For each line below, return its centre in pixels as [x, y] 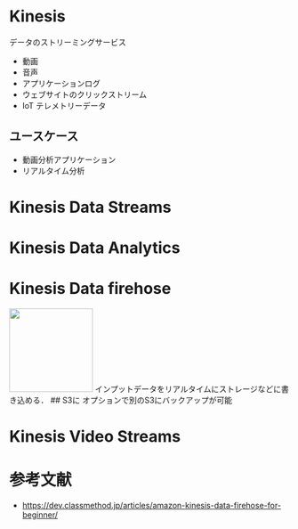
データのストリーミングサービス [68, 42]
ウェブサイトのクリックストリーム [84, 94]
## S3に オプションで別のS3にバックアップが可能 [141, 400]
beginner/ [40, 515]
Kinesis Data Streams [90, 207]
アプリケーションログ [61, 83]
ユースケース [44, 137]
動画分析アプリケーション [69, 159]
